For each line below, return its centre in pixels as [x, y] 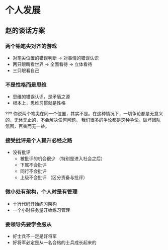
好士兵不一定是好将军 [34, 236]
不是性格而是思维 [26, 85]
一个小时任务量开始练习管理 [41, 210]
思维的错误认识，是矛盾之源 [41, 97]
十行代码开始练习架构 [34, 204]
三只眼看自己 [26, 70]
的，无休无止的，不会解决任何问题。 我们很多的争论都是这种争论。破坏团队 [83, 120]
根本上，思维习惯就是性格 [39, 103]
